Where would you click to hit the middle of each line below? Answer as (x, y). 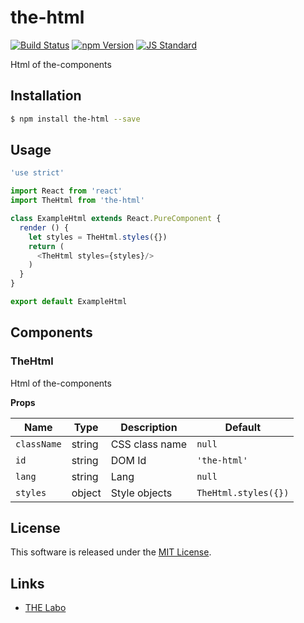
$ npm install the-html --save (75, 119)
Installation (46, 96)
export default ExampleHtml (69, 302)
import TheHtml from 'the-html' (77, 201)
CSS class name (149, 444)
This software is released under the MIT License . (111, 552)
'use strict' (37, 173)
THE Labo (45, 608)
